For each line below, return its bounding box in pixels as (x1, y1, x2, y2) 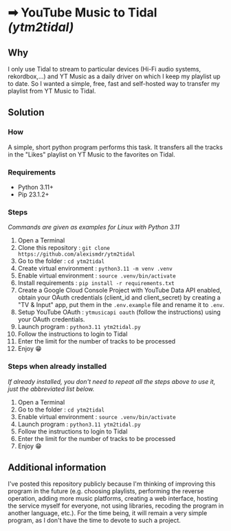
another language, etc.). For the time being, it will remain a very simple (8, 509, 208, 517)
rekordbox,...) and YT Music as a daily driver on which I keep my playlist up (8, 72, 221, 80)
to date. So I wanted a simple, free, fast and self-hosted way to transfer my (8, 80, 220, 87)
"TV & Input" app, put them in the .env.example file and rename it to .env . (17, 301, 225, 309)
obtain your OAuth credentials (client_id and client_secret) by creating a (17, 293, 221, 302)
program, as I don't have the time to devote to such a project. (8, 517, 181, 525)
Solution (8, 106, 45, 118)
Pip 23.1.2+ (17, 190, 49, 199)
